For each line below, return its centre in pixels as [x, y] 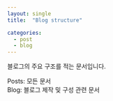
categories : [24, 33]
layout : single [29, 14]
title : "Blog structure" [45, 20]
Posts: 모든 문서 [29, 81]
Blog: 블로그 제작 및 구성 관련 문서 [53, 90]
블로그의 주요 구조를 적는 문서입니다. [56, 66]
